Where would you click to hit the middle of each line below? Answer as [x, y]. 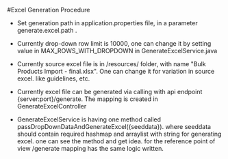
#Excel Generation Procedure [49, 10]
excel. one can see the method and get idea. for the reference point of [116, 141]
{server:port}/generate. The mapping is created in [88, 99]
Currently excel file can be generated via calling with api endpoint [110, 92]
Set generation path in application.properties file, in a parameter [107, 23]
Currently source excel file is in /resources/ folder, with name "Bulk [112, 64]
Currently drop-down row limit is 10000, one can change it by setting [114, 43]
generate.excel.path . [47, 30]
